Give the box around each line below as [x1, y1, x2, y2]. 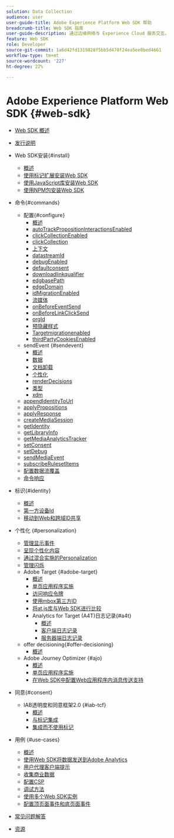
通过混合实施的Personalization [23, 554, 97, 561]
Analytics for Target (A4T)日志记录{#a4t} [32, 612, 132, 620]
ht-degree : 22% [6, 63, 43, 70]
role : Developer [6, 42, 46, 48]
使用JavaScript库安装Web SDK [23, 179, 99, 186]
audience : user [6, 14, 43, 20]
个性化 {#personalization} [14, 527, 77, 534]
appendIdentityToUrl [23, 398, 73, 405]
